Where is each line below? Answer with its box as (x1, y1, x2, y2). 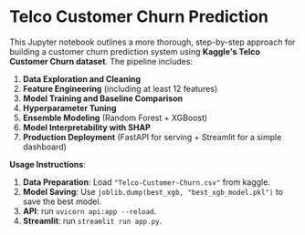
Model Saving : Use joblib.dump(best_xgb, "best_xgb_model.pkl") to (22, 186, 284, 197)
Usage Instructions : (9, 158, 87, 169)
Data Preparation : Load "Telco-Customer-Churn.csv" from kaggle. (22, 176, 271, 188)
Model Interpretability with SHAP (22, 121, 151, 133)
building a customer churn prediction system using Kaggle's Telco (9, 46, 260, 56)
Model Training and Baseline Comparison (22, 93, 184, 104)
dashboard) (22, 141, 67, 152)
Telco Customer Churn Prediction (9, 6, 269, 27)
